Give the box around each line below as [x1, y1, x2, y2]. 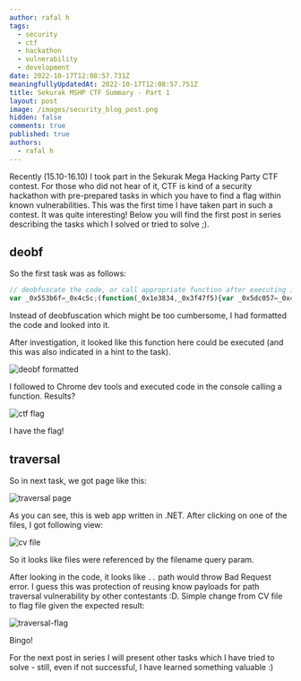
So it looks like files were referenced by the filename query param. [9, 555, 254, 565]
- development [17, 64, 70, 73]
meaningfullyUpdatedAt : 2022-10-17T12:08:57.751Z [9, 80, 199, 89]
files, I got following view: [9, 520, 104, 530]
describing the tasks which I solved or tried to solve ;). [9, 219, 210, 229]
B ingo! [9, 635, 33, 645]
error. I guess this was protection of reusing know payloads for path [9, 582, 260, 591]
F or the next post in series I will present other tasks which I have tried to [9, 652, 275, 663]
